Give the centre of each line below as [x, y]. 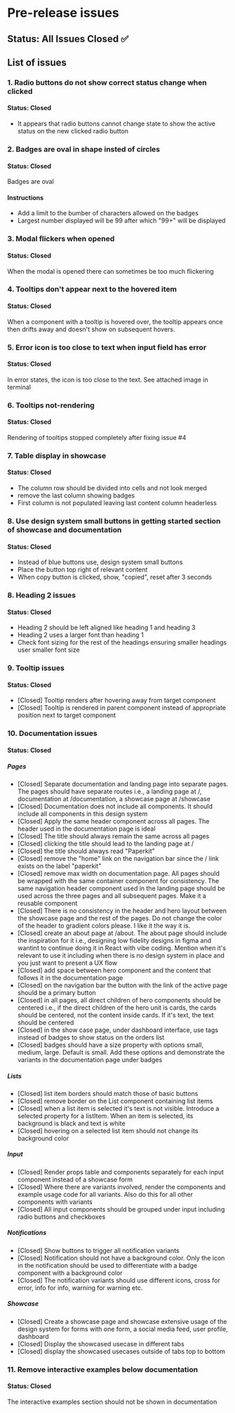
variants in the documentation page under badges [90, 1059]
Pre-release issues [63, 13]
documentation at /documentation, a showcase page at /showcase [114, 798]
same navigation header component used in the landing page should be [121, 888]
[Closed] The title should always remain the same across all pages [113, 836]
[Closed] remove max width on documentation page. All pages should [118, 873]
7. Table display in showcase [57, 455]
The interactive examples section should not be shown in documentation [112, 1402]
